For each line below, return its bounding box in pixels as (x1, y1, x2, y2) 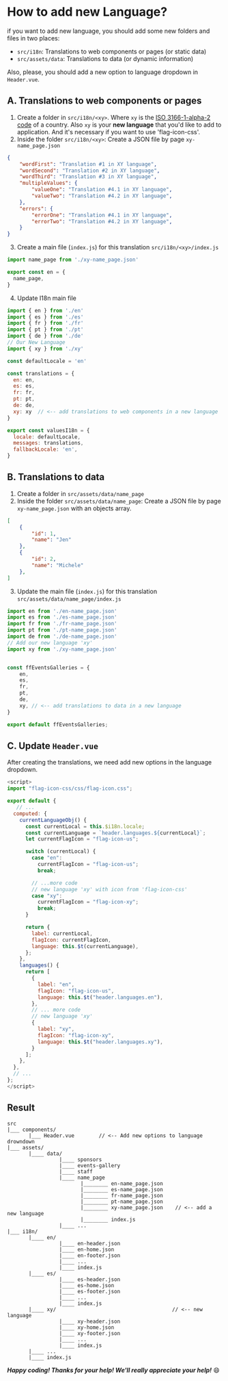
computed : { (13, 810, 48, 817)
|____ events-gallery (59, 1162, 121, 1169)
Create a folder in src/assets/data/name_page (16, 489, 145, 497)
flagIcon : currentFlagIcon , (31, 936, 111, 943)
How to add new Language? (7, 4, 168, 20)
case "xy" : (31, 892, 63, 899)
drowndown (7, 1138, 35, 1145)
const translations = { (7, 370, 75, 377)
